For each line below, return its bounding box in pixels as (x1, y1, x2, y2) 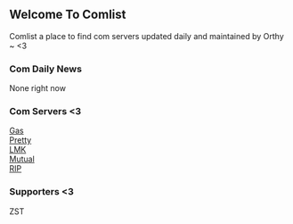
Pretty (9, 135, 32, 145)
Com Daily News (9, 62, 83, 75)
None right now (9, 83, 67, 94)
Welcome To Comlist (9, 7, 126, 22)
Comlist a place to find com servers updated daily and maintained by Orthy (9, 30, 284, 41)
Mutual (9, 153, 36, 164)
